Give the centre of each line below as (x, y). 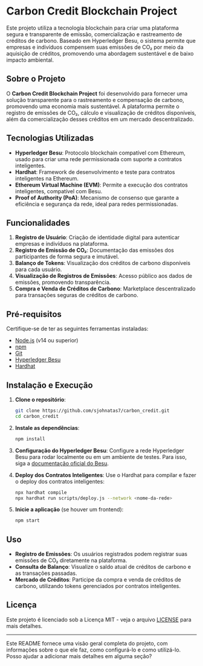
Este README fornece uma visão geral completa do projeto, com (87, 643)
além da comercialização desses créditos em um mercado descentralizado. (100, 119)
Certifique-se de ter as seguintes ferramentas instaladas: (77, 329)
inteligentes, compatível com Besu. (59, 191)
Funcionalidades (38, 223)
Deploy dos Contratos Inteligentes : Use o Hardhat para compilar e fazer (105, 475)
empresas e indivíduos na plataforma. (62, 244)
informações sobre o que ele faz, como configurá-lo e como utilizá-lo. (94, 650)
